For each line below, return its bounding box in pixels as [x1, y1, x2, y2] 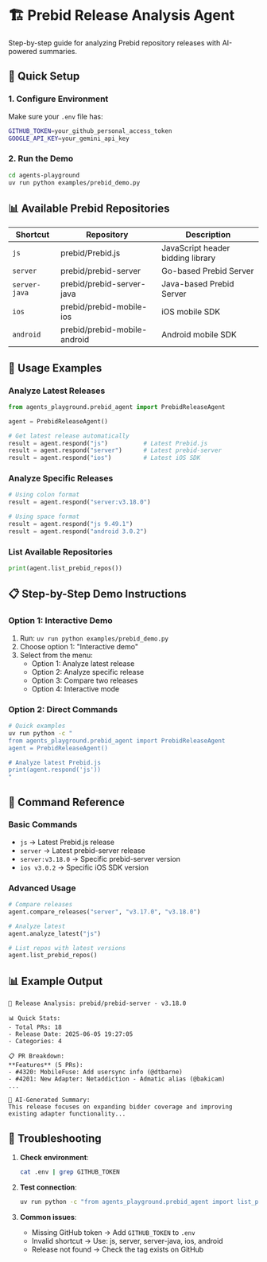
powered [8, 46, 37, 56]
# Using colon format [8, 491, 80, 499]
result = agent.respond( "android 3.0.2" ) [8, 527, 148, 536]
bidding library [161, 252, 216, 263]
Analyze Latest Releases [8, 385, 106, 396]
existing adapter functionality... [8, 1110, 126, 1118]
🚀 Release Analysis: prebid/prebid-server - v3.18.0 [8, 999, 187, 1007]
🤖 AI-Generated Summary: [8, 1096, 91, 1104]
